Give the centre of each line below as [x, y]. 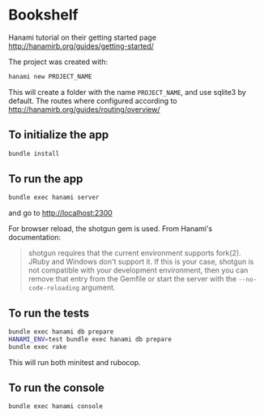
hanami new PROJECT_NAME [50, 76]
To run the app [46, 179]
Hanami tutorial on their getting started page [82, 37]
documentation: [35, 238]
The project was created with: [58, 62]
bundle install [34, 153]
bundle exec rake [38, 346]
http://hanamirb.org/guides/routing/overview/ [84, 109]
